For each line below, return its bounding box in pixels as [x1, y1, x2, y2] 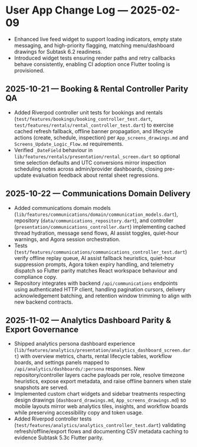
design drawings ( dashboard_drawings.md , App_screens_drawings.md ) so [14, 396, 186, 404]
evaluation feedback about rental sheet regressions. [32, 172, 159, 179]
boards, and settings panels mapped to [14, 359, 110, 366]
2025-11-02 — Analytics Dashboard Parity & [5, 315, 172, 325]
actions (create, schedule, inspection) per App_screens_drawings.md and [14, 134, 189, 141]
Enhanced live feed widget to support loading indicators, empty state [14, 35, 182, 42]
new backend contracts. [14, 298, 73, 305]
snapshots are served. [14, 384, 69, 391]
